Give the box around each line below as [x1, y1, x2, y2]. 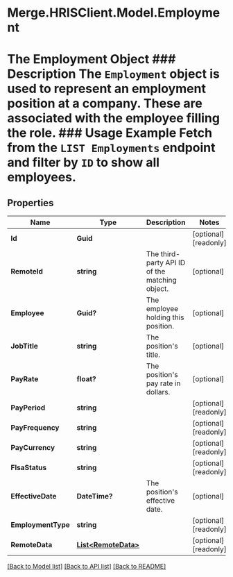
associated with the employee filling [7, 110, 221, 126]
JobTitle [10, 342, 38, 351]
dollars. [146, 387, 171, 397]
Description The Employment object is [7, 66, 220, 82]
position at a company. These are [7, 96, 202, 112]
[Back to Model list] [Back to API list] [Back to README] [7, 562, 166, 571]
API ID [165, 258, 186, 268]
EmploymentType [10, 520, 71, 530]
